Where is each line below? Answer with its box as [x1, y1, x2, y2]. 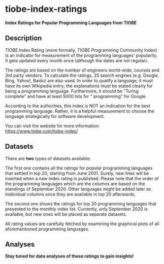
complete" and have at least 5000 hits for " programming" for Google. [5, 93, 147, 99]
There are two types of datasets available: [5, 155, 91, 161]
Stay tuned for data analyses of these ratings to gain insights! [5, 253, 134, 259]
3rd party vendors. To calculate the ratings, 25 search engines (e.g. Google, [5, 72, 159, 78]
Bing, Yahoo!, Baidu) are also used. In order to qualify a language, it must [5, 77, 153, 83]
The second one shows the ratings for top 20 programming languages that [5, 200, 157, 206]
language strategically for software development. [5, 113, 105, 119]
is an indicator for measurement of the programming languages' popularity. [5, 52, 158, 58]
